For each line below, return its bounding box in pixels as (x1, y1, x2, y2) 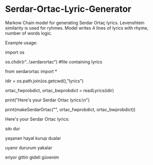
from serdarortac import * (5, 68, 58, 74)
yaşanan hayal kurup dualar (5, 135, 61, 141)
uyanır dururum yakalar (5, 144, 53, 151)
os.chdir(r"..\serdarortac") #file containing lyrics (5, 59, 102, 65)
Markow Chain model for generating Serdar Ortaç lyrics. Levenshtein (5, 20, 145, 26)
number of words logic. (5, 30, 53, 36)
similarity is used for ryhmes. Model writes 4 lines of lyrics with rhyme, (5, 25, 149, 31)
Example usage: (5, 39, 38, 45)
